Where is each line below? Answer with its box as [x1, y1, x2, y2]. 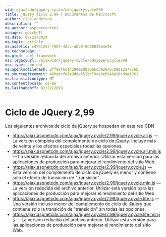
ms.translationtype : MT [5, 76, 55, 81]
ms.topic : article [5, 40, 43, 45]
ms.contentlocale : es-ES [5, 81, 56, 86]
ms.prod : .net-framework [5, 53, 56, 58]
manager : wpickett [5, 30, 43, 35]
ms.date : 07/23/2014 [5, 35, 48, 40]
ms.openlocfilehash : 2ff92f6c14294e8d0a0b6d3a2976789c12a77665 [5, 67, 139, 72]
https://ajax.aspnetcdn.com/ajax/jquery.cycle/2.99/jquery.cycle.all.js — [12, 133, 158, 139]
